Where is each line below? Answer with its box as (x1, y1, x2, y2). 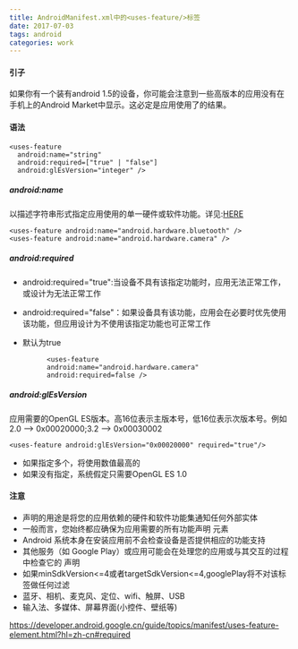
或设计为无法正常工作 (21, 287, 101, 298)
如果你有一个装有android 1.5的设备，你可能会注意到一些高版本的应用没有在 (9, 89, 285, 99)
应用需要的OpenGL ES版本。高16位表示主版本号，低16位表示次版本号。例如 (9, 413, 288, 423)
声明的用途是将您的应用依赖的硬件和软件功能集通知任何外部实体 (21, 512, 258, 523)
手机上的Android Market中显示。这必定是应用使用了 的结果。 (9, 99, 231, 110)
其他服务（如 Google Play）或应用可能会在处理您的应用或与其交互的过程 (21, 545, 289, 556)
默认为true (21, 337, 62, 347)
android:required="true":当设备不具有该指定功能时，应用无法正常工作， (21, 277, 286, 287)
